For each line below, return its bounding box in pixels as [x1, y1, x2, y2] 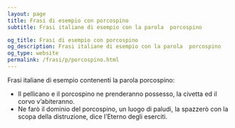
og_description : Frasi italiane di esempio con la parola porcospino [7, 43, 221, 50]
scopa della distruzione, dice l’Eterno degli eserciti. [17, 112, 168, 121]
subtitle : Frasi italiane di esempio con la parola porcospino [7, 23, 202, 31]
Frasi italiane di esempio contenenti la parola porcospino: [7, 75, 175, 84]
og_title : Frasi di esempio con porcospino [7, 36, 139, 43]
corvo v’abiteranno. [17, 97, 75, 105]
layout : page [7, 10, 46, 18]
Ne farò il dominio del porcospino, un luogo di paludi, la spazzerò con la [17, 105, 229, 113]
